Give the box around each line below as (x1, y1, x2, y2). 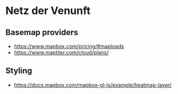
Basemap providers (5, 27, 78, 37)
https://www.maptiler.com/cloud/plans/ (13, 49, 109, 56)
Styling (5, 66, 33, 76)
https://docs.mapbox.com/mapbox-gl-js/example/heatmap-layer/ (13, 81, 172, 88)
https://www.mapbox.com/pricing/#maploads (13, 43, 124, 50)
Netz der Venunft (5, 4, 91, 18)
